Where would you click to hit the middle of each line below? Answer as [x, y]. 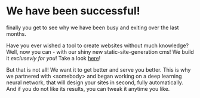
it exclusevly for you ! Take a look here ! [53, 58]
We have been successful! [73, 11]
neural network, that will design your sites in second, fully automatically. [95, 82]
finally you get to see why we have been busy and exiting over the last [93, 27]
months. [16, 33]
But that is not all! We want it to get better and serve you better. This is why [99, 69]
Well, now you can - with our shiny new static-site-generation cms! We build [100, 51]
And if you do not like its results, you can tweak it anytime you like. [88, 88]
